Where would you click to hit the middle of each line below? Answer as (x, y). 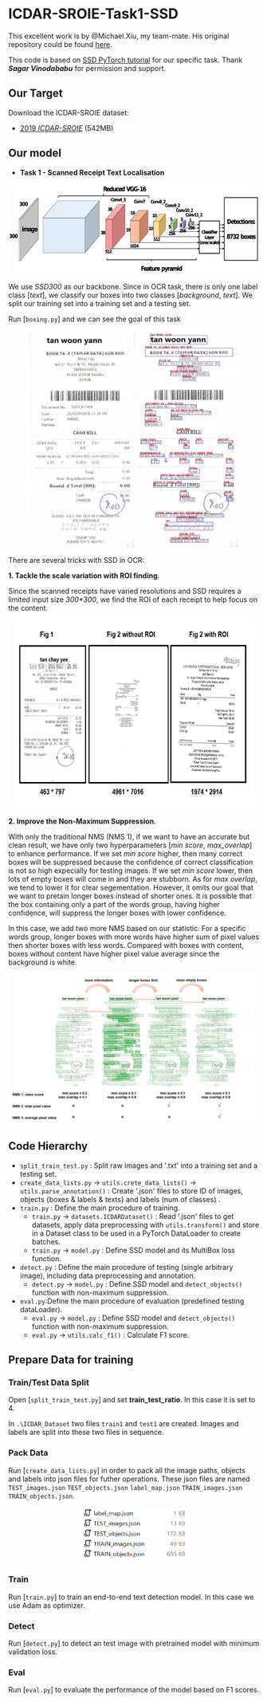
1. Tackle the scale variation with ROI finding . (84, 576)
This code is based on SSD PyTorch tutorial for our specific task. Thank (126, 60)
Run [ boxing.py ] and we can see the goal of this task (94, 319)
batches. (46, 1241)
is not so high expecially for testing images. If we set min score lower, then (131, 871)
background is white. (43, 962)
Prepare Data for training (71, 1360)
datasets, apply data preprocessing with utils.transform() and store (145, 1224)
